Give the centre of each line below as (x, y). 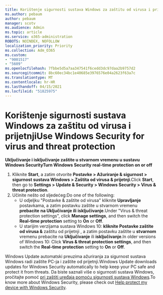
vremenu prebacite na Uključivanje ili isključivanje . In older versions (88, 236)
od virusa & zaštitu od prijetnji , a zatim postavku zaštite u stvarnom (88, 232)
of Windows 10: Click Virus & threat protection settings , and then (85, 242)
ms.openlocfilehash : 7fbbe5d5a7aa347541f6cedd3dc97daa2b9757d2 (70, 69)
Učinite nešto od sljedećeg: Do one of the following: (63, 195)
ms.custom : (16, 55)
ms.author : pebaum (24, 14)
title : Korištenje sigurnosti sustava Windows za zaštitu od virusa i (78, 10)
